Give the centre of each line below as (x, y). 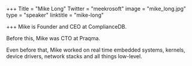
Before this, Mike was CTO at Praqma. (53, 38)
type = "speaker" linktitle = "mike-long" (55, 15)
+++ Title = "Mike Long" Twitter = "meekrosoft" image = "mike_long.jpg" (96, 9)
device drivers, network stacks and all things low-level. (74, 56)
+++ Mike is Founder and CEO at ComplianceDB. (67, 27)
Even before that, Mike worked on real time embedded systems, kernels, (96, 50)
